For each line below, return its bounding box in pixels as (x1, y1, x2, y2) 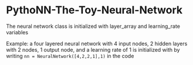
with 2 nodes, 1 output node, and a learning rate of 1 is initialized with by (6, 46, 180, 53)
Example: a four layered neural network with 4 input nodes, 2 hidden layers (6, 40, 188, 47)
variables (6, 28, 28, 35)
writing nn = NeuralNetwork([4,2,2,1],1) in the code (6, 52, 134, 59)
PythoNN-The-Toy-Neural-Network (6, 3, 183, 17)
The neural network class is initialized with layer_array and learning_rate (6, 23, 181, 30)
